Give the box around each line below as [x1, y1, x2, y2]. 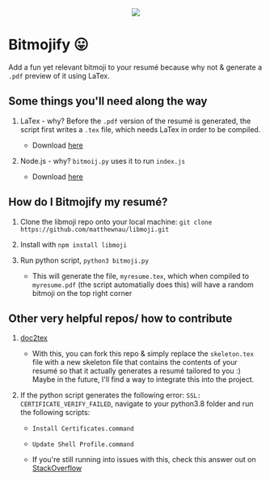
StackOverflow [32, 463, 82, 474]
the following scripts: [19, 408, 91, 418]
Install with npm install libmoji [19, 239, 128, 249]
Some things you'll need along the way [8, 94, 208, 109]
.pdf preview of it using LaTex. [8, 71, 111, 80]
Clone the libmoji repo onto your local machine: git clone [19, 216, 213, 226]
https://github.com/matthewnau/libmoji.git [19, 225, 170, 234]
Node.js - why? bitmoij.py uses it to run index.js [19, 156, 186, 165]
